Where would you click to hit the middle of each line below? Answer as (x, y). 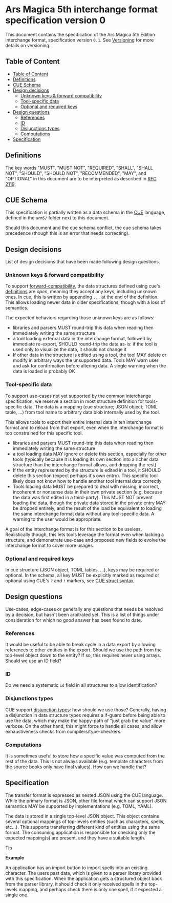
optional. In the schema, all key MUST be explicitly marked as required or (82, 576)
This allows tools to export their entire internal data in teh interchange (79, 422)
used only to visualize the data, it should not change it (70, 350)
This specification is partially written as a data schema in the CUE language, (85, 212)
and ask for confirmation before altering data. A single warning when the (89, 366)
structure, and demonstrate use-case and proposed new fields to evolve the (86, 540)
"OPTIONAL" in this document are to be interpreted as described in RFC (81, 178)
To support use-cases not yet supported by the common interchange (78, 396)
